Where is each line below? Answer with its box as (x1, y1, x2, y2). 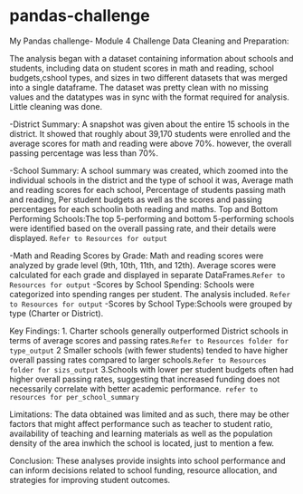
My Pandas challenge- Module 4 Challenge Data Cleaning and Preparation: (9, 35, 289, 46)
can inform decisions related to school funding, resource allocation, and (9, 464, 278, 476)
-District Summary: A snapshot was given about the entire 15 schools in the (9, 119, 289, 130)
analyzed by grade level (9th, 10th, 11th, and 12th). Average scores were (9, 259, 277, 270)
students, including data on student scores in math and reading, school (9, 63, 274, 73)
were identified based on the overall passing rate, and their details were (9, 223, 277, 234)
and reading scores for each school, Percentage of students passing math (9, 184, 287, 195)
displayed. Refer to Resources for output (9, 232, 167, 243)
